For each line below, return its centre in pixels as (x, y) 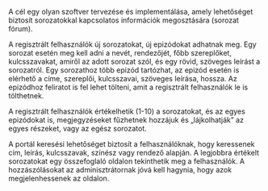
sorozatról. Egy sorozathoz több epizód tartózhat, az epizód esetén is (124, 70)
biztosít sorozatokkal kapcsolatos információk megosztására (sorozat (124, 20)
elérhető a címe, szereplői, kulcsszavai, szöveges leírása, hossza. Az (123, 79)
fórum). (21, 29)
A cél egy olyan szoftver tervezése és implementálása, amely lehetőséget (131, 12)
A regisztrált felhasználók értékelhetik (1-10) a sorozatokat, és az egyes (127, 111)
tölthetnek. (26, 95)
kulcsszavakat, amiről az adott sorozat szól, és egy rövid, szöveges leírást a (134, 61)
